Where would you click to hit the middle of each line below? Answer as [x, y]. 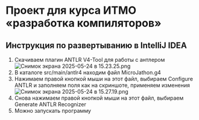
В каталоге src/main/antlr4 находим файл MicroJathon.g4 [87, 72]
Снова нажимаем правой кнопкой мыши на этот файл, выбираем [99, 98]
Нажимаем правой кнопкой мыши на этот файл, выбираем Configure [104, 79]
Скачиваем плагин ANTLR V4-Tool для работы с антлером [90, 60]
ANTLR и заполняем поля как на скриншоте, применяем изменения [102, 85]
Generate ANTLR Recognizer [50, 104]
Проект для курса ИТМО [71, 10]
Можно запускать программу [53, 111]
